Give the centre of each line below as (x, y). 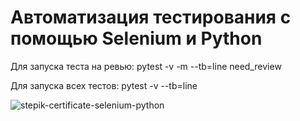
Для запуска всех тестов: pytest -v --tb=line (104, 85)
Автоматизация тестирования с (151, 17)
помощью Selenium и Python (136, 38)
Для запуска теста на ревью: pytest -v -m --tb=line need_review (146, 66)
